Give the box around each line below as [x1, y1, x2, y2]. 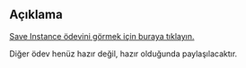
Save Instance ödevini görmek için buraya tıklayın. [9, 30, 195, 41]
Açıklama [9, 7, 63, 22]
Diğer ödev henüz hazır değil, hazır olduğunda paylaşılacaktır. [9, 48, 238, 59]
